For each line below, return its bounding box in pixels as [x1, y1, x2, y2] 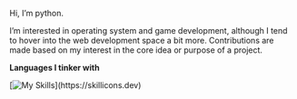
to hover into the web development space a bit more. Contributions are [9, 35, 274, 45]
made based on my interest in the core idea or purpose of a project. [9, 45, 263, 55]
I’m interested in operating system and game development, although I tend [9, 25, 288, 35]
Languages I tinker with [9, 63, 100, 73]
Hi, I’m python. [9, 8, 64, 18]
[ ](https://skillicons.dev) [9, 80, 142, 90]
